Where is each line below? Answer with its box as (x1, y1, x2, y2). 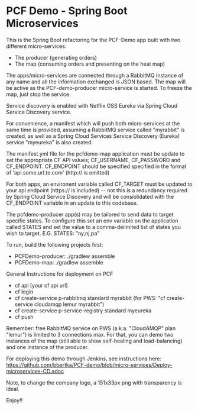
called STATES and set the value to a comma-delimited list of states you (6, 223, 181, 230)
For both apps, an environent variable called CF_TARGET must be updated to (6, 180, 193, 188)
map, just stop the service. (6, 91, 71, 98)
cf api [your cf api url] (14, 282, 68, 289)
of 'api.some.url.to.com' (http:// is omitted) (6, 169, 110, 176)
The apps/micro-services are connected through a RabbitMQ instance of (6, 72, 184, 79)
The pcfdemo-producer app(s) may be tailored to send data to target (6, 211, 174, 218)
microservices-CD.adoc (6, 367, 64, 375)
